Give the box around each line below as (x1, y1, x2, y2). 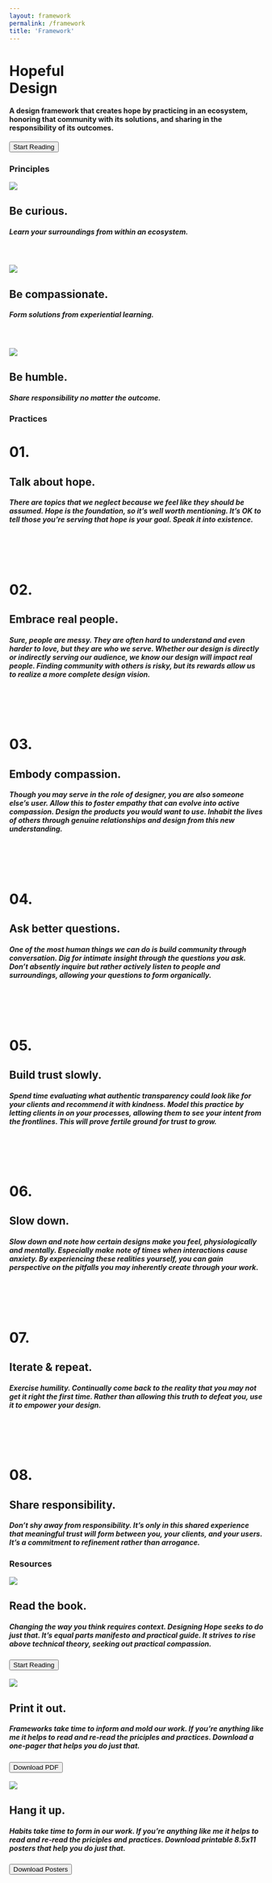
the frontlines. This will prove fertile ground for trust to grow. (9, 1116, 217, 1126)
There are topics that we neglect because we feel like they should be (9, 497, 245, 507)
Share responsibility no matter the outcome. (9, 392, 161, 402)
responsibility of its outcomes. (9, 123, 114, 133)
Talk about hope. (9, 475, 96, 489)
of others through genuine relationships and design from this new (9, 816, 235, 825)
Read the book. (9, 1600, 87, 1613)
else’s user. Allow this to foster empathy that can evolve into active (9, 799, 241, 808)
